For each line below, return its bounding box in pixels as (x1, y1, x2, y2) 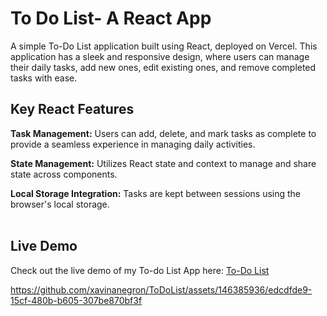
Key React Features (10, 101, 135, 118)
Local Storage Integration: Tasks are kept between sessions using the (10, 187, 302, 199)
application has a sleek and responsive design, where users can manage (10, 50, 310, 62)
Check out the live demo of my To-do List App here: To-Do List (10, 264, 270, 276)
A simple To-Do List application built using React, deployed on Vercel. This (10, 40, 318, 52)
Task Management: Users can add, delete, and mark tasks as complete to (10, 127, 317, 139)
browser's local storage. (10, 198, 110, 210)
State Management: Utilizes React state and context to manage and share (10, 157, 317, 169)
